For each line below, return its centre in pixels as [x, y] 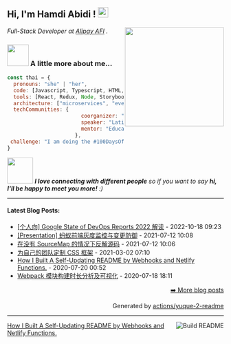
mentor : [92, 129]
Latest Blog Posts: [34, 211]
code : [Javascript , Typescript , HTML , [69, 90]
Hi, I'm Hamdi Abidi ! [52, 14]
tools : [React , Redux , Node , [55, 97]
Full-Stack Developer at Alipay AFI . [58, 31]
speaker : [93, 122]
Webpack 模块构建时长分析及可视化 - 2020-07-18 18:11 [95, 275]
